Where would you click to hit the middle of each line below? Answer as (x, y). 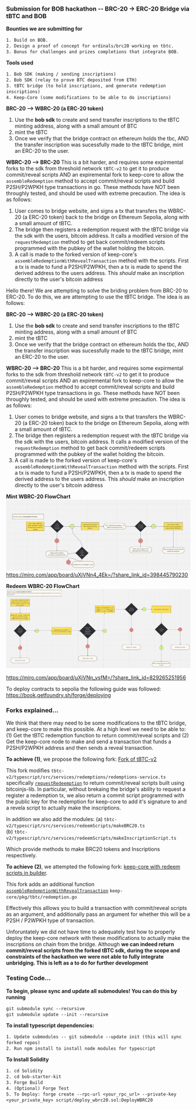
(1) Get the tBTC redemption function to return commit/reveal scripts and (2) (97, 736)
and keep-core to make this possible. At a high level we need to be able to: (96, 729)
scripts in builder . (27, 873)
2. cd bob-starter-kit (34, 1077)
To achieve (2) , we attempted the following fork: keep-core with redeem (93, 867)
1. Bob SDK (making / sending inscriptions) (61, 74)
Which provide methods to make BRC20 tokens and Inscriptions (83, 849)
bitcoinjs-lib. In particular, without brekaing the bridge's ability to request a (96, 789)
